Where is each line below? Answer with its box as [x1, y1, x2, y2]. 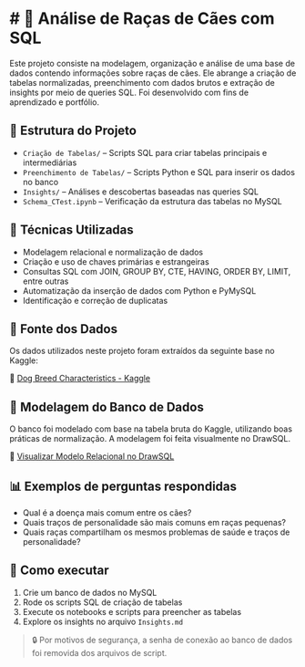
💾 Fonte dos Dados [9, 321, 118, 337]
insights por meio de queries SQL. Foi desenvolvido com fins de [9, 87, 249, 98]
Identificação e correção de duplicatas [22, 295, 168, 306]
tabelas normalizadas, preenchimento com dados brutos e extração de [9, 77, 275, 88]
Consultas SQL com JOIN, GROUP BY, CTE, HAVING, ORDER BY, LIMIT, [22, 266, 291, 276]
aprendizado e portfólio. [9, 96, 100, 108]
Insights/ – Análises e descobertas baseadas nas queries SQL [22, 186, 259, 197]
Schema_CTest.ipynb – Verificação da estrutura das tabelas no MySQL [22, 195, 282, 206]
